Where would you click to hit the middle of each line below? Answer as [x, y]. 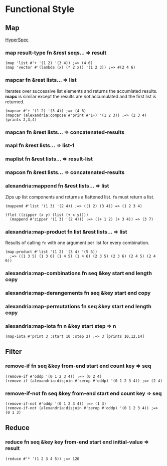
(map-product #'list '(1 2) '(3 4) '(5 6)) [51, 252]
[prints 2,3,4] [21, 120]
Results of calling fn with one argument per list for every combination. [77, 243]
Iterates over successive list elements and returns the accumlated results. [81, 91]
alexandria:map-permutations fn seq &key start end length [78, 306]
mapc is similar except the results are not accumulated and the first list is [81, 96]
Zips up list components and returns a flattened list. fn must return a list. [80, 197]
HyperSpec [17, 40]
